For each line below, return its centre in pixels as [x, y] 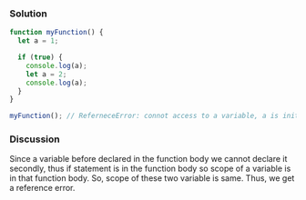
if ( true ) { [41, 57]
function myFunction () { [56, 33]
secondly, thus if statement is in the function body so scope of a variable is [150, 169]
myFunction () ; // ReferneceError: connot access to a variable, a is [144, 116]
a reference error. [42, 188]
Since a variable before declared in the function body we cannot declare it [148, 159]
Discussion [35, 139]
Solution [29, 14]
